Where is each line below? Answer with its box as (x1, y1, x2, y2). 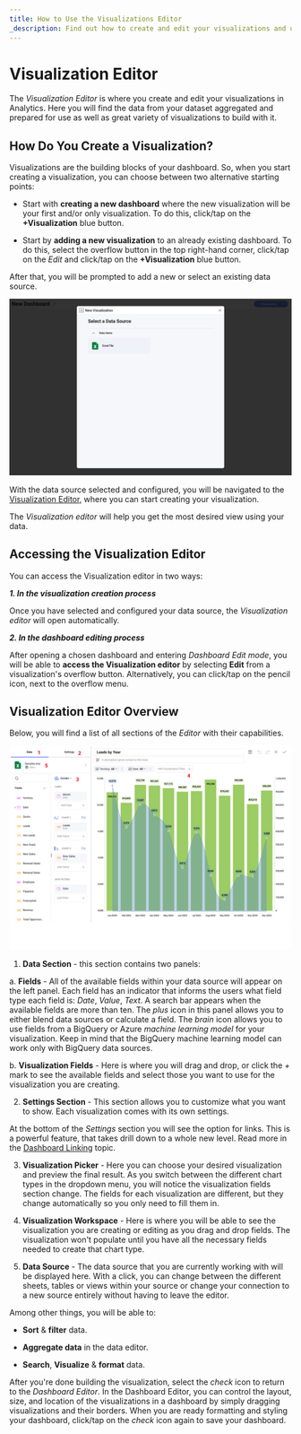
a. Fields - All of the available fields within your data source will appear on (9, 976, 283, 986)
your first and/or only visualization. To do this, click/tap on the (21, 208, 252, 219)
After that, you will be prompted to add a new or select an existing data (9, 272, 271, 282)
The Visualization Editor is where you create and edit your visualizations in (9, 93, 284, 104)
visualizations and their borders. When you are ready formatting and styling (9, 1404, 288, 1416)
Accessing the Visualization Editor (9, 547, 206, 562)
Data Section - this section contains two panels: (21, 958, 201, 969)
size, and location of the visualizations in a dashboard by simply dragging (9, 1395, 280, 1406)
